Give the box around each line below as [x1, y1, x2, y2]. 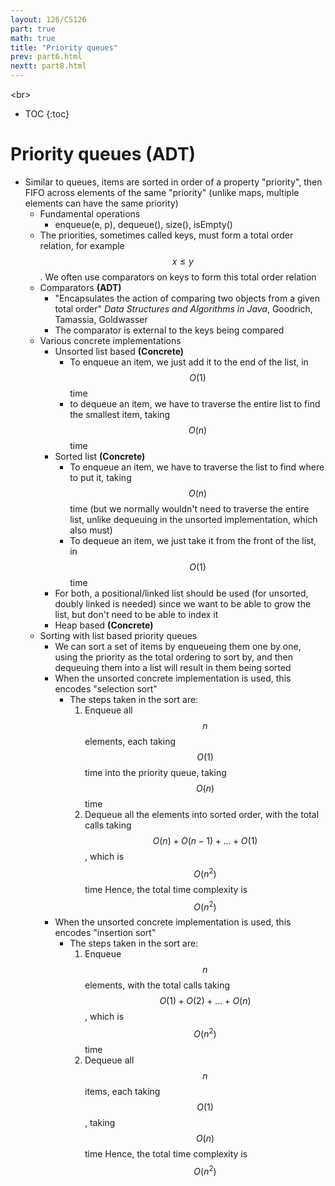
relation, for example [39, 239, 125, 251]
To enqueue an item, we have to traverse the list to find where [69, 461, 325, 473]
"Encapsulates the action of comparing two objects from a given [54, 292, 320, 304]
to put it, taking [69, 471, 132, 483]
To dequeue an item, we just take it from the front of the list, [69, 534, 317, 546]
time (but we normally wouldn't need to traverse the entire [69, 502, 310, 515]
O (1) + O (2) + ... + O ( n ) [159, 995, 252, 1007]
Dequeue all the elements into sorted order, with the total [84, 808, 320, 820]
